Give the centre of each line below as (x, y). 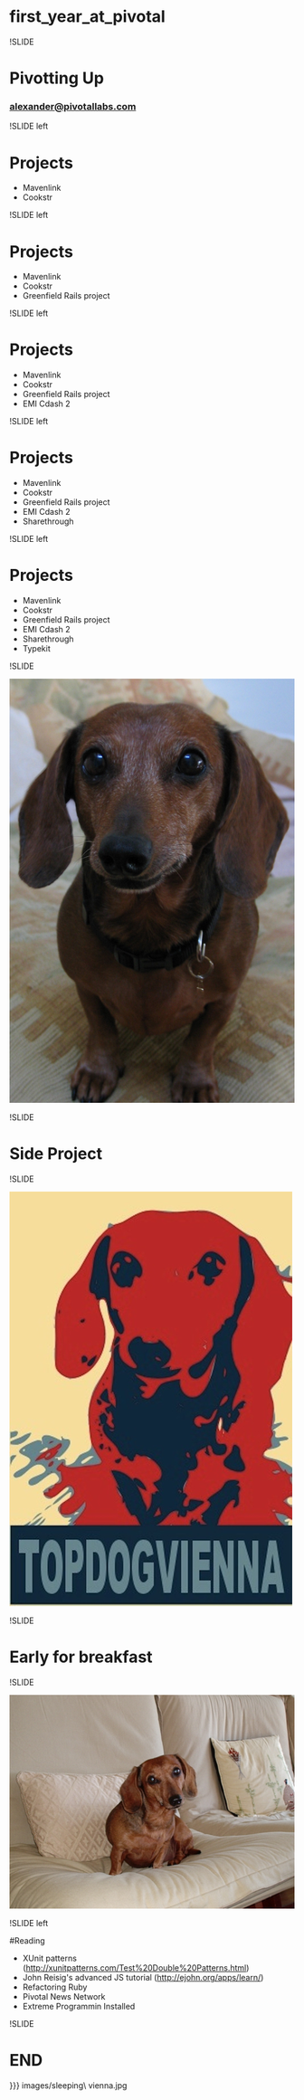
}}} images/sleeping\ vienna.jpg (68, 2086)
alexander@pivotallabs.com (73, 107)
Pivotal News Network (64, 1997)
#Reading (27, 1941)
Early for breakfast (81, 1657)
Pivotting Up (57, 78)
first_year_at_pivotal (87, 17)
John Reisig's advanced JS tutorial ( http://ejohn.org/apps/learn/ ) (143, 1978)
